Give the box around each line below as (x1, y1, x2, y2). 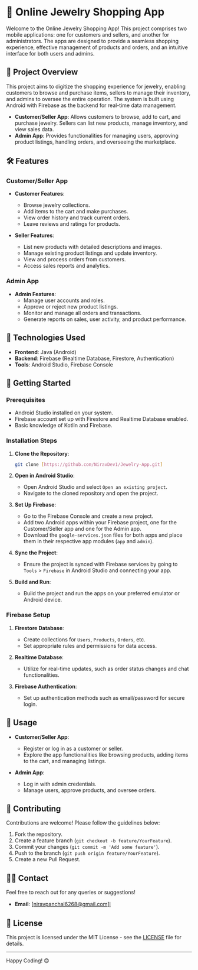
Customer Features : (14, 190, 65, 197)
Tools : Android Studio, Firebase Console (14, 361, 113, 368)
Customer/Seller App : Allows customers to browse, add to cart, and (14, 113, 181, 120)
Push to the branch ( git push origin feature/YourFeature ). (14, 849, 160, 857)
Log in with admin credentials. (23, 780, 97, 787)
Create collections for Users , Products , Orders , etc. (23, 635, 146, 643)
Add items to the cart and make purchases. (23, 208, 128, 215)
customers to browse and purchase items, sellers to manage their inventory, (6, 89, 191, 96)
